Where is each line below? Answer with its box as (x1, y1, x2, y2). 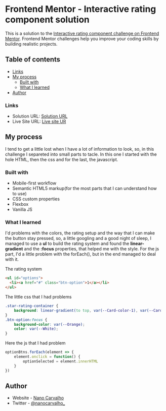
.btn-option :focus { (5, 317, 48, 322)
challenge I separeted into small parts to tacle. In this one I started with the (5, 151, 157, 157)
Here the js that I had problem (5, 340, 66, 346)
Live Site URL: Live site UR (12, 118, 66, 124)
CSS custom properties (12, 196, 60, 202)
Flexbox (12, 201, 29, 207)
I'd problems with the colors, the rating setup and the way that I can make (5, 230, 155, 236)
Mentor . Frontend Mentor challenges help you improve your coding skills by (5, 36, 159, 42)
